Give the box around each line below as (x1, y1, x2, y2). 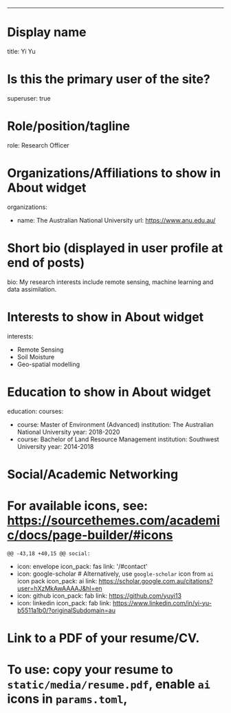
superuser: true (7, 94, 52, 102)
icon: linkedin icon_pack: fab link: (16, 599, 111, 607)
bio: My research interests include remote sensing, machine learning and (7, 277, 214, 286)
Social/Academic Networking (7, 466, 179, 482)
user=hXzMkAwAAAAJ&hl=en (16, 584, 102, 592)
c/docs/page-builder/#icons (7, 527, 173, 543)
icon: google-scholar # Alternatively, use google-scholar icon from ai (16, 570, 214, 578)
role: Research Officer (7, 141, 70, 149)
